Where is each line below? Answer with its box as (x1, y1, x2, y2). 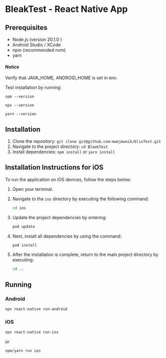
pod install (12, 242, 37, 247)
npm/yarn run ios (5, 349, 41, 354)
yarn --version (5, 112, 37, 117)
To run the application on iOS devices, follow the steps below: (5, 176, 131, 182)
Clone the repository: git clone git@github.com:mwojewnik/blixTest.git (12, 138, 161, 144)
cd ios (12, 205, 26, 210)
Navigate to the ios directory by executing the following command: (12, 196, 149, 202)
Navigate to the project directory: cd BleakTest (12, 143, 108, 150)
